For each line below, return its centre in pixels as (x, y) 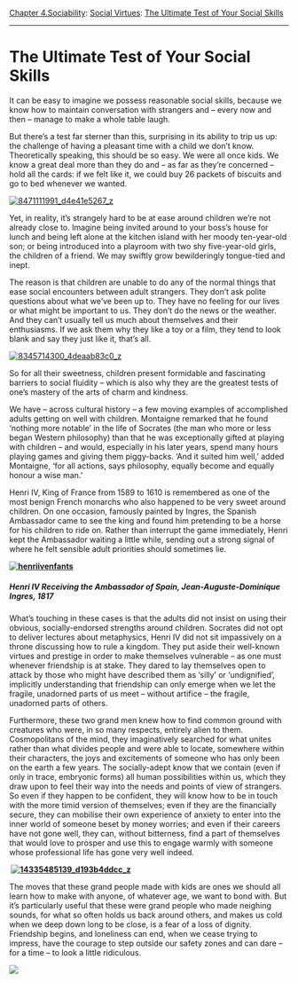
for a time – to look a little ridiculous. (75, 952)
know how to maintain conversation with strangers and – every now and (141, 109)
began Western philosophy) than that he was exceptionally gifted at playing (147, 437)
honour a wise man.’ (46, 475)
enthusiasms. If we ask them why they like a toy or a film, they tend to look (145, 329)
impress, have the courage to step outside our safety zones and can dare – (146, 943)
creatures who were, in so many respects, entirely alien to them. (126, 729)
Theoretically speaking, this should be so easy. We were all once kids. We (144, 155)
